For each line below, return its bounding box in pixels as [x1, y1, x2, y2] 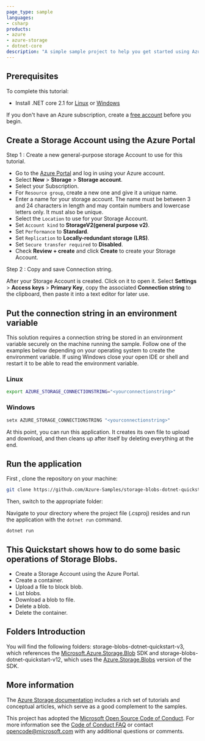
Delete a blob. [15, 603, 51, 610]
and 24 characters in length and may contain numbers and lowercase [15, 202, 190, 209]
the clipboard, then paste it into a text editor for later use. [6, 290, 149, 298]
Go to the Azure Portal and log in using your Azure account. [15, 170, 165, 177]
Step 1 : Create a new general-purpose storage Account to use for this [6, 151, 183, 159]
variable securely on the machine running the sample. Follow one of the [6, 340, 186, 348]
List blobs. [15, 590, 41, 597]
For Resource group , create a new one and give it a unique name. [15, 189, 178, 196]
